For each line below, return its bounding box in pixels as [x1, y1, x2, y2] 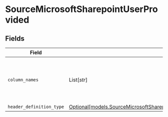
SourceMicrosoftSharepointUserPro [5, 4, 158, 15]
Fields [5, 34, 25, 43]
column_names [7, 77, 39, 82]
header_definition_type [7, 104, 64, 109]
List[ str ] [69, 76, 87, 83]
